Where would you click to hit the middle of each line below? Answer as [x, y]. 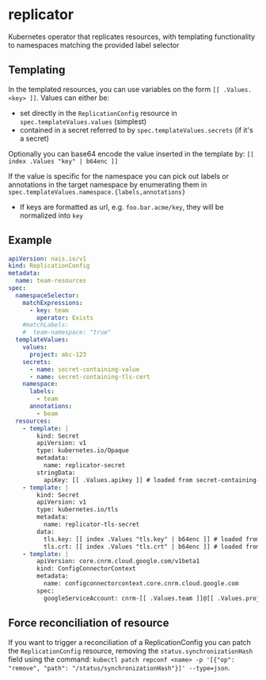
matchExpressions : [53, 303]
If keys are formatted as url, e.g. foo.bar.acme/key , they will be [122, 207]
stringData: [57, 473]
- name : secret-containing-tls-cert [89, 377]
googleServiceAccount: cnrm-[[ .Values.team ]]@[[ [129, 598]
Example [30, 240]
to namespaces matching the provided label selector [94, 44]
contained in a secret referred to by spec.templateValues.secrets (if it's [136, 129]
